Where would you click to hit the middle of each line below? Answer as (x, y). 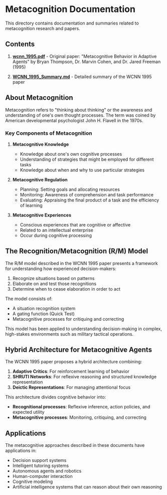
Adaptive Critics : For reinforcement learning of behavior (71, 371)
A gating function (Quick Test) (44, 314)
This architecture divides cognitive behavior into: (56, 397)
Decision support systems (39, 460)
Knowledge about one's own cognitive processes (71, 154)
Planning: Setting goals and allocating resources (70, 189)
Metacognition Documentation (70, 9)
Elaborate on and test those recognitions (54, 284)
